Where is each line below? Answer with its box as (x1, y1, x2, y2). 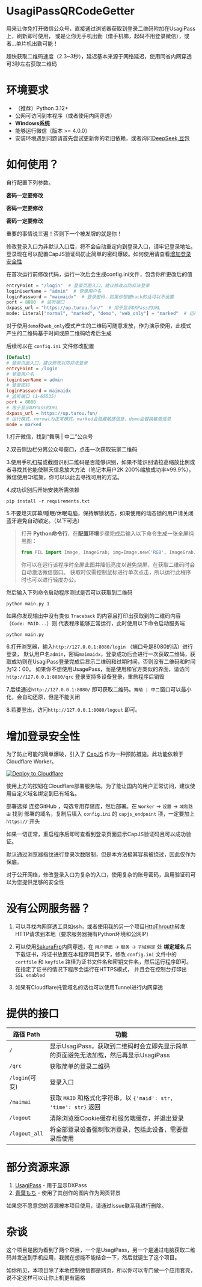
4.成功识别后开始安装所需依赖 (6, 486, 80, 494)
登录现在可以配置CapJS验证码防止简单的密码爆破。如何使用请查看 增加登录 (6, 250, 191, 257)
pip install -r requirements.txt (6, 498, 90, 504)
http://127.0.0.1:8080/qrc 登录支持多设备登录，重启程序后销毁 (6, 673, 165, 680)
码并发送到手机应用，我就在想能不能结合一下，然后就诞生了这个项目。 (6, 1254, 180, 1261)
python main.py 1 (6, 601, 50, 607)
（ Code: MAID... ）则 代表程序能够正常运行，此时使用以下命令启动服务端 (6, 620, 185, 627)
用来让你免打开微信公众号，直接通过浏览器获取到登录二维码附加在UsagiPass (6, 25, 196, 32)
